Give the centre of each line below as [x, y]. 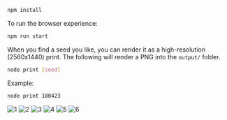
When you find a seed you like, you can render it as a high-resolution [107, 50]
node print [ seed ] [34, 70]
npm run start [28, 36]
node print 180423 [34, 96]
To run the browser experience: [52, 23]
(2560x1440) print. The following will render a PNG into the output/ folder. [114, 57]
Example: [21, 83]
